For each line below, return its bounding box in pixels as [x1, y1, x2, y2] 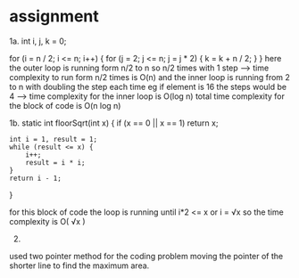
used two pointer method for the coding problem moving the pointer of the [9, 250, 284, 261]
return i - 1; [9, 174, 62, 183]
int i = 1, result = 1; [9, 135, 98, 143]
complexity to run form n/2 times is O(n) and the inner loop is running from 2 [9, 71, 290, 82]
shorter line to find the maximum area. [9, 260, 150, 271]
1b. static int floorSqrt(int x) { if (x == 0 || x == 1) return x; [9, 118, 219, 128]
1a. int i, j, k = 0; [9, 36, 67, 46]
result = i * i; [25, 158, 87, 167]
